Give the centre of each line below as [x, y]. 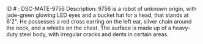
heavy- [182, 28]
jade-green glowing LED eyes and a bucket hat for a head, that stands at [98, 15]
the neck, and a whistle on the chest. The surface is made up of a [89, 28]
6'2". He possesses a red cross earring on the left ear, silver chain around [99, 21]
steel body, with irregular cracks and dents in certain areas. [94, 34]
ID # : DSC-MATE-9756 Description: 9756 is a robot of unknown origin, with [102, 9]
